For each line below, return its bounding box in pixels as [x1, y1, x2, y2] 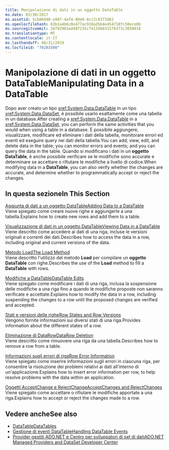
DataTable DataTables [12, 423, 57, 429]
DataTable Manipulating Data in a [5, 77, 144, 89]
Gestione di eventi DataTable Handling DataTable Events [12, 428, 128, 435]
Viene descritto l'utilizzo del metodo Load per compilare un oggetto [5, 255, 146, 261]
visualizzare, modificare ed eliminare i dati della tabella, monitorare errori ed [5, 132, 163, 138]
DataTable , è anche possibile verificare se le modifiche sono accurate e [5, 153, 155, 159]
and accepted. [5, 302, 35, 308]
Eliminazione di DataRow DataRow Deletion [5, 332, 93, 339]
